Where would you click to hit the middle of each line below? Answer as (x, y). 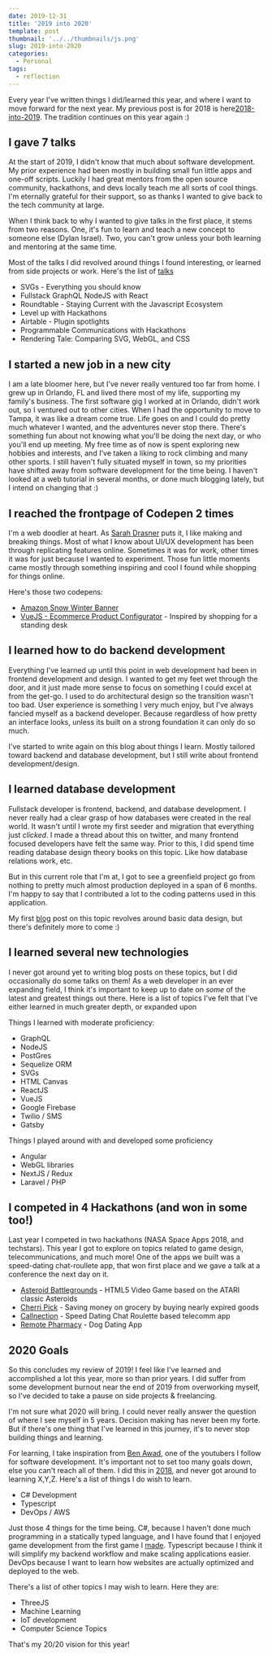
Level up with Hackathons (63, 313)
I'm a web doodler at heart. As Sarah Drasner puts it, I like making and (125, 533)
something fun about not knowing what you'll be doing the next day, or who (135, 436)
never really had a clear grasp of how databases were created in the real (130, 818)
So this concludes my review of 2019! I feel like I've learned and (115, 1370)
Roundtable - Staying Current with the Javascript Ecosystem (121, 304)
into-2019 (24, 117)
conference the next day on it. (59, 1275)
